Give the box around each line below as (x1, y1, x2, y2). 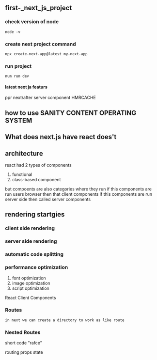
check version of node (5, 18, 59, 25)
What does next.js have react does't (5, 133, 117, 141)
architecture (5, 149, 44, 157)
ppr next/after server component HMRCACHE (5, 94, 96, 101)
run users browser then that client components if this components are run (5, 191, 153, 197)
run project (5, 63, 32, 69)
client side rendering (5, 225, 55, 232)
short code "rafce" (5, 340, 43, 346)
